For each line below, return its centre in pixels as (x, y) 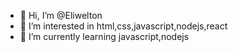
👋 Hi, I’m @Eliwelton (61, 15)
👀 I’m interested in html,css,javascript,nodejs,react (123, 26)
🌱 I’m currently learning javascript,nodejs (104, 36)
